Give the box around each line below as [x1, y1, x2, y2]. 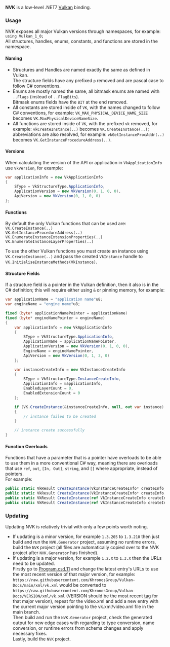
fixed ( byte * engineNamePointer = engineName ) [5, 315, 105, 320]
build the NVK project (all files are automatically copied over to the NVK [12, 545, 159, 551]
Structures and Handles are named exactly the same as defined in [12, 66, 150, 73]
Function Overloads [5, 443, 48, 449]
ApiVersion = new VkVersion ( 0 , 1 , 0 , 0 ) [14, 194, 101, 199]
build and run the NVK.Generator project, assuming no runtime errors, [12, 539, 156, 545]
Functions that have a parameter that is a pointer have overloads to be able [5, 455, 162, 461]
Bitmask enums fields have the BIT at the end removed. [12, 99, 128, 105]
